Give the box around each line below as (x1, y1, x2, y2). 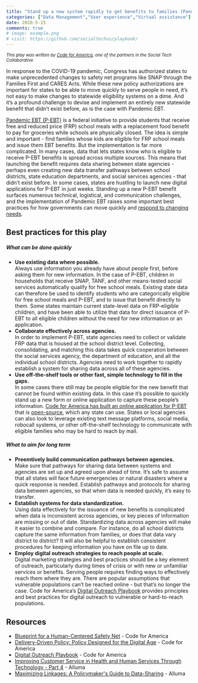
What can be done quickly (6, 244, 72, 251)
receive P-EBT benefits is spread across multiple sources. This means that (6, 154, 187, 161)
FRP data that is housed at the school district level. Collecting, (14, 340, 165, 347)
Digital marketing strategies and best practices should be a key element (14, 556, 189, 563)
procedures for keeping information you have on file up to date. (14, 543, 169, 551)
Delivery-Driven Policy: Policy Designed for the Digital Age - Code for (14, 639, 183, 646)
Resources (6, 616, 47, 627)
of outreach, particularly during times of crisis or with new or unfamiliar (14, 562, 188, 569)
